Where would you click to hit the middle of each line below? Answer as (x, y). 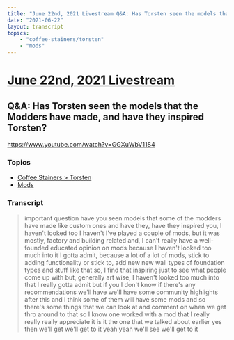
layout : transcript (36, 26)
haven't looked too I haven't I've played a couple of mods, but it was (122, 233)
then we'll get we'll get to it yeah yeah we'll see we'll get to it (111, 329)
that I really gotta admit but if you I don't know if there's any (110, 284)
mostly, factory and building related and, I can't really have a (111, 240)
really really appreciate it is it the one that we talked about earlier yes (123, 321)
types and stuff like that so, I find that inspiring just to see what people (125, 270)
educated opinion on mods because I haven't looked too (131, 248)
